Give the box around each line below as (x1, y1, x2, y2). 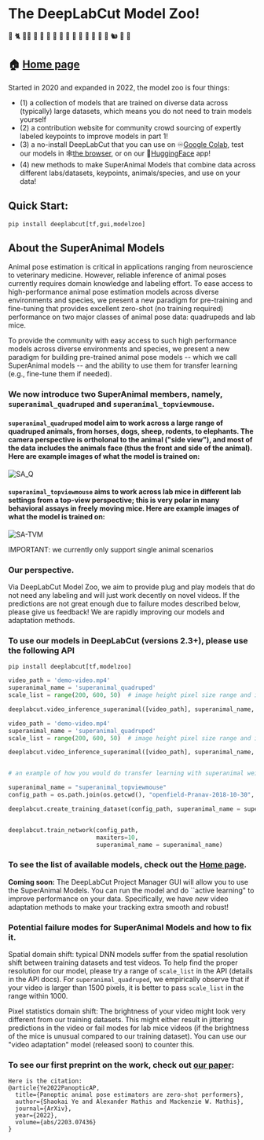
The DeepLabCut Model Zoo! (8, 5, 200, 23)
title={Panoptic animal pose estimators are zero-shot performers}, (15, 1091, 244, 1099)
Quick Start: (8, 200, 68, 213)
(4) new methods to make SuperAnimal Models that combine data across (19, 159, 256, 169)
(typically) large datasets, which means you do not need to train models (19, 106, 252, 115)
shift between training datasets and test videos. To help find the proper (8, 958, 238, 967)
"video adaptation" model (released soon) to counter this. (8, 1040, 195, 1050)
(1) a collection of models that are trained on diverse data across (19, 97, 229, 107)
